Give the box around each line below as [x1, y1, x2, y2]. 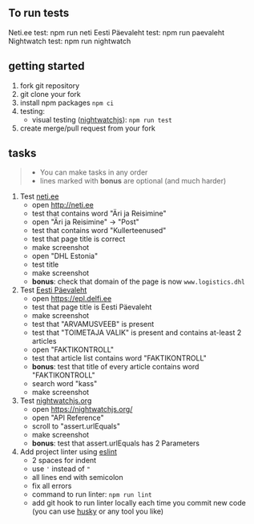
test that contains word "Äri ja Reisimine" [31, 208, 167, 219]
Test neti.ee [19, 191, 59, 201]
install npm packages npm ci [19, 98, 115, 107]
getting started [8, 59, 85, 73]
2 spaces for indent [31, 456, 97, 466]
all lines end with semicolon [31, 473, 123, 482]
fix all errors [31, 481, 72, 491]
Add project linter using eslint [19, 447, 118, 457]
